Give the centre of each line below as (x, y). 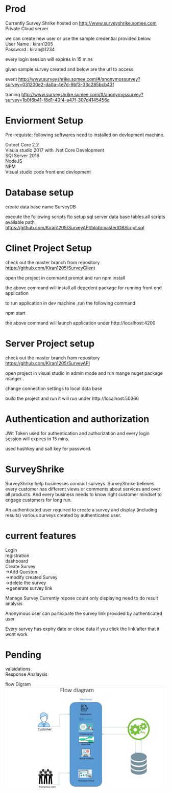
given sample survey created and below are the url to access (69, 69)
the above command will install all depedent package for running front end (84, 288)
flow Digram (18, 684)
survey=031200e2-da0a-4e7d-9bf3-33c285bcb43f (60, 84)
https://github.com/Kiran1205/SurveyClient (50, 268)
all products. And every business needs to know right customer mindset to (83, 494)
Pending (23, 654)
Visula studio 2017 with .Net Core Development (55, 150)
